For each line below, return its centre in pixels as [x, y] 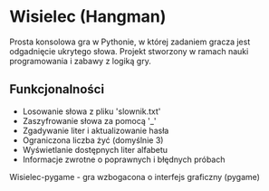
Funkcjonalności [57, 89]
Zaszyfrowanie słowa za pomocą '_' [89, 120]
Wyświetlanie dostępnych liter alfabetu [95, 149]
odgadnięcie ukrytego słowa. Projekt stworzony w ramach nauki [129, 51]
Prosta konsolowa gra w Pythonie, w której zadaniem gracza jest [130, 42]
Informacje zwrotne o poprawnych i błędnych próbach [124, 159]
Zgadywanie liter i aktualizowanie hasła [96, 130]
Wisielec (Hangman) [88, 17]
